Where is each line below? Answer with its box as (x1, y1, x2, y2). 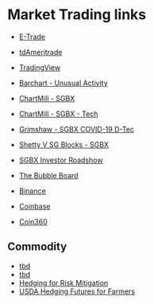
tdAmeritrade (18, 47, 63, 57)
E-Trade (18, 32, 45, 41)
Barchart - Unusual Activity (18, 78, 108, 88)
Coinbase (18, 201, 51, 211)
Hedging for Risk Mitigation (18, 278, 109, 287)
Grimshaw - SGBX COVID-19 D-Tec (18, 124, 135, 134)
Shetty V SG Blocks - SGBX (18, 139, 109, 149)
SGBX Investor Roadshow (18, 155, 103, 165)
